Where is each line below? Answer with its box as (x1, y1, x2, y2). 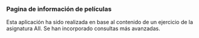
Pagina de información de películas (6, 5, 112, 13)
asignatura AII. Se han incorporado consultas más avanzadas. (6, 25, 160, 32)
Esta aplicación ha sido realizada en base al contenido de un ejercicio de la (6, 19, 194, 26)
